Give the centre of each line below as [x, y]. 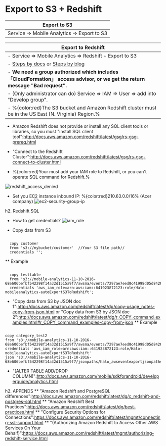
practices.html [20, 412]
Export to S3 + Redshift [54, 9]
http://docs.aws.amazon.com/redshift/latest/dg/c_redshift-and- [96, 396]
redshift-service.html [26, 438]
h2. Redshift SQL [22, 211]
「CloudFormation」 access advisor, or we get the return [76, 79]
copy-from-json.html [33, 312]
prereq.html [24, 142]
